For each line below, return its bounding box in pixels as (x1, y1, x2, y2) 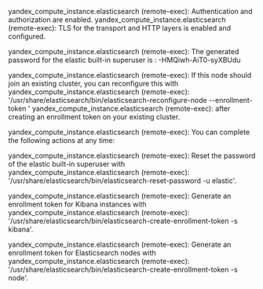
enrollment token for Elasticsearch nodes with (8, 248, 157, 258)
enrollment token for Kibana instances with (8, 199, 147, 209)
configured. (8, 31, 46, 41)
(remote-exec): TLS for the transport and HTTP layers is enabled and (8, 24, 232, 32)
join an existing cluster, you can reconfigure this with (8, 79, 179, 88)
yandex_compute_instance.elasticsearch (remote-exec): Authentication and (8, 7, 253, 16)
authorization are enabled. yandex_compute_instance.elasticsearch (8, 15, 226, 24)
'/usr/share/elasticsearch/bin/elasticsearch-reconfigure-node (8, 96, 207, 104)
